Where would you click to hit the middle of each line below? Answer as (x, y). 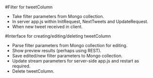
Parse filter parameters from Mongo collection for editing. (70, 45)
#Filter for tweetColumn (29, 7)
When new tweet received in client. (47, 27)
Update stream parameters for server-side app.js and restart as (76, 61)
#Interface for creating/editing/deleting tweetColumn (58, 36)
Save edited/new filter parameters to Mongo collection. (67, 56)
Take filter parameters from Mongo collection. (58, 16)
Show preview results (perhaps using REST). (57, 51)
